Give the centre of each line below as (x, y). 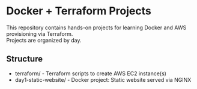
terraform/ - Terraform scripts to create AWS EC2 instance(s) (91, 73)
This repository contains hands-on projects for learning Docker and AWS (96, 27)
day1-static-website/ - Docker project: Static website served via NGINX (103, 79)
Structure (25, 59)
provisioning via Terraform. (40, 33)
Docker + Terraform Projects (79, 11)
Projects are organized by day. (44, 40)
